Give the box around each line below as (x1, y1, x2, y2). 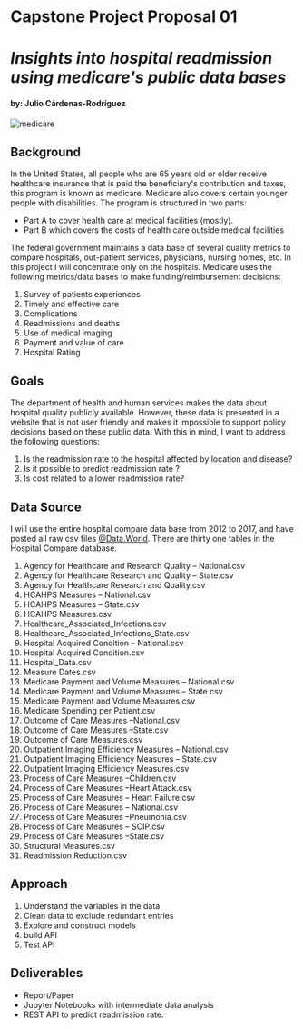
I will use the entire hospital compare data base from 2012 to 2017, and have (10, 524, 294, 534)
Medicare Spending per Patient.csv (23, 705, 156, 716)
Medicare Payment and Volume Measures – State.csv (23, 686, 223, 697)
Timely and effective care (23, 298, 120, 310)
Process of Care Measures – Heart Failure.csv (23, 793, 196, 804)
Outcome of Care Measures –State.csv (23, 724, 169, 735)
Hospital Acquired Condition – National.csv (23, 638, 184, 649)
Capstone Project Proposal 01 (10, 6, 238, 27)
